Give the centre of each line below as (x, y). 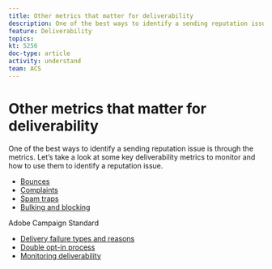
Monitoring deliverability (60, 255)
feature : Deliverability (50, 31)
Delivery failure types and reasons (77, 238)
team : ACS (25, 69)
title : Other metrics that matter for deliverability (101, 16)
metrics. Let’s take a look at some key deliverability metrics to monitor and (132, 157)
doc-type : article (39, 53)
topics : (21, 38)
